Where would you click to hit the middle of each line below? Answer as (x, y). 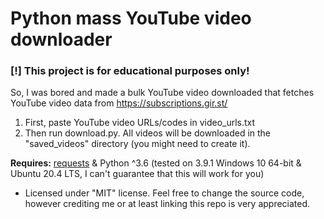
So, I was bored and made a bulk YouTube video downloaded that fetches (162, 93)
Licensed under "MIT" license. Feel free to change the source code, (164, 193)
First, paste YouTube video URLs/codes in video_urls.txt (140, 123)
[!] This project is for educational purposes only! (130, 71)
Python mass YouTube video (131, 18)
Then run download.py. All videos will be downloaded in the (148, 133)
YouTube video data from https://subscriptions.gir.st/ (119, 103)
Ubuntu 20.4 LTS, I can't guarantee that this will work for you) (137, 174)
